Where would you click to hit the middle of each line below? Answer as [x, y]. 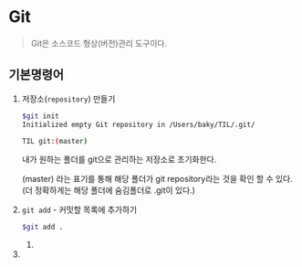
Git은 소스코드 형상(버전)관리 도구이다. [99, 43]
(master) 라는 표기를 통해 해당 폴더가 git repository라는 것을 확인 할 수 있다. [157, 179]
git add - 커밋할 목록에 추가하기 [79, 210]
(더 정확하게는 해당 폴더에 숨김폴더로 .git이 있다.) [108, 190]
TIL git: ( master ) [55, 141]
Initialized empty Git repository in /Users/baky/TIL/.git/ [138, 124]
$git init [41, 116]
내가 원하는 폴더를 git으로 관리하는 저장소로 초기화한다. [119, 160]
